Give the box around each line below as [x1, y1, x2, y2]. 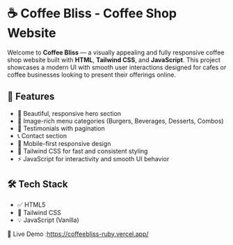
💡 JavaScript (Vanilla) [17, 216, 80, 224]
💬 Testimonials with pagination [17, 124, 106, 133]
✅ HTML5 [17, 200, 46, 209]
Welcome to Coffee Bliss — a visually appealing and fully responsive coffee [7, 48, 225, 57]
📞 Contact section [17, 131, 67, 140]
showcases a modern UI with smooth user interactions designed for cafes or [7, 63, 227, 71]
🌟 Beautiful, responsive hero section [17, 109, 122, 117]
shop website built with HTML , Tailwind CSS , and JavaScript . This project [7, 55, 221, 64]
